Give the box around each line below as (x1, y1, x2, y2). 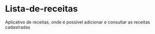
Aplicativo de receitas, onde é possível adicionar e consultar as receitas (5, 19, 151, 25)
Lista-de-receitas (5, 3, 78, 14)
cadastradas (5, 24, 30, 30)
